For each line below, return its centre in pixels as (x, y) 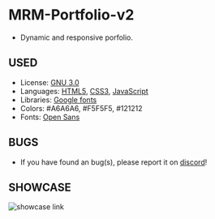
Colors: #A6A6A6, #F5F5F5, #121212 (81, 108)
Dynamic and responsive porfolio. (77, 37)
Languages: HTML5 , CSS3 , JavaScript (84, 91)
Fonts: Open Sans (50, 117)
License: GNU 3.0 (49, 82)
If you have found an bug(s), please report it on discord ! (114, 162)
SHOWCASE (40, 187)
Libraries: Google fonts (58, 100)
